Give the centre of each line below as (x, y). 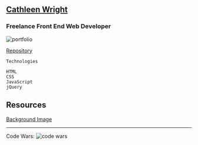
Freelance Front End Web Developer (59, 26)
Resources (26, 105)
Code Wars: (20, 136)
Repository (19, 50)
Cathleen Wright (37, 10)
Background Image (29, 119)
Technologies (22, 61)
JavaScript (19, 82)
